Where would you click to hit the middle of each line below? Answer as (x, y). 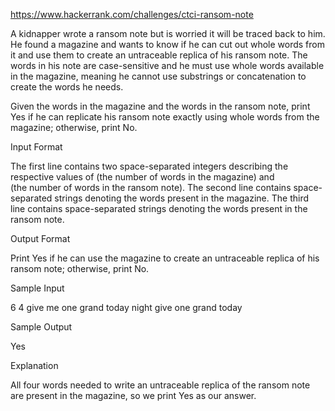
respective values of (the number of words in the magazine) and (142, 177)
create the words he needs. (67, 87)
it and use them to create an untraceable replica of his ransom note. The (159, 55)
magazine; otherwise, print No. (74, 127)
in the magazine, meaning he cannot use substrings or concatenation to (158, 76)
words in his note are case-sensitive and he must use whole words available (167, 65)
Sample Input (37, 288)
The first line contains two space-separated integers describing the (149, 166)
